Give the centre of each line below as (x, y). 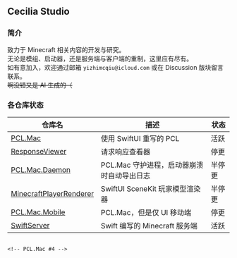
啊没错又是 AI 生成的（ (40, 85)
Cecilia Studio (38, 12)
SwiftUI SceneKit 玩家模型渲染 (151, 188)
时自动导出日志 (126, 176)
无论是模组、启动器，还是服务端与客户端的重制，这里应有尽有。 (100, 59)
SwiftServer (30, 225)
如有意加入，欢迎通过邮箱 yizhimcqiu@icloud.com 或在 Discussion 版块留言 (116, 67)
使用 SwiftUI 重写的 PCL (140, 138)
